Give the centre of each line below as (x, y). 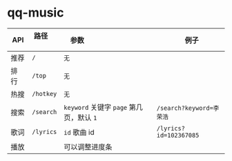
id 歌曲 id (79, 132)
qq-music (36, 13)
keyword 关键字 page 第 (100, 107)
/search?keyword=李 (188, 108)
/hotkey (45, 94)
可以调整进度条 (88, 146)
